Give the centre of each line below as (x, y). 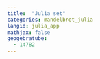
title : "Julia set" (37, 13)
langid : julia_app (33, 26)
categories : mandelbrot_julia (50, 20)
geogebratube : (27, 39)
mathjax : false (29, 32)
